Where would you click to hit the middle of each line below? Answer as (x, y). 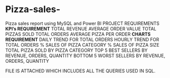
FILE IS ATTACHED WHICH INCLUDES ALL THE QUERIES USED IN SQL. (80, 71)
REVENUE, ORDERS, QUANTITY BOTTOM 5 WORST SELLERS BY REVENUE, (85, 55)
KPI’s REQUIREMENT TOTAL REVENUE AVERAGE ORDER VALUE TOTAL (81, 28)
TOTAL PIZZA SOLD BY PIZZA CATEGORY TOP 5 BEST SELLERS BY (77, 50)
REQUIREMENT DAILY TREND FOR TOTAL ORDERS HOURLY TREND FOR (82, 40)
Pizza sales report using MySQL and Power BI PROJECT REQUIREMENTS (82, 23)
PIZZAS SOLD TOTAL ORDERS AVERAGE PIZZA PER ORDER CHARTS (78, 34)
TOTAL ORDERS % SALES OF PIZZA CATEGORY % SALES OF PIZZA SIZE (82, 45)
